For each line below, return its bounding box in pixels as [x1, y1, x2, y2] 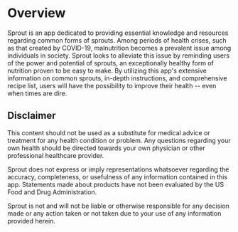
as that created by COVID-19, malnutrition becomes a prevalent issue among [7, 43, 232, 52]
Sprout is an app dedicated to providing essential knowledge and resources [7, 28, 229, 37]
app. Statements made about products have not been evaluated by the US [7, 180, 225, 189]
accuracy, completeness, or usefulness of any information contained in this [7, 172, 228, 181]
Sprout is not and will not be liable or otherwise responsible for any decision [7, 201, 229, 210]
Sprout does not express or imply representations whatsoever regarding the [7, 165, 229, 174]
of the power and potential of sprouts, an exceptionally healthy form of [7, 58, 215, 67]
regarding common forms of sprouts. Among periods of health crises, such [7, 36, 227, 44]
